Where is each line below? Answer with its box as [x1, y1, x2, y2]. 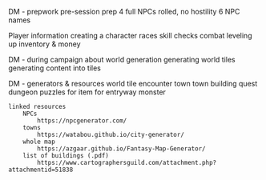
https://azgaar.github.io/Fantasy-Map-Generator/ [37, 145, 206, 153]
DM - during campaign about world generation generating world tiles [8, 55, 236, 64]
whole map [22, 138, 56, 146]
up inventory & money [8, 39, 82, 49]
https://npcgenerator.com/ [37, 117, 127, 125]
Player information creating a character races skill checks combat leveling [8, 31, 252, 40]
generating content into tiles [8, 63, 102, 73]
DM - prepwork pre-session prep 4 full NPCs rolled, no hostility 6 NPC [8, 7, 240, 16]
